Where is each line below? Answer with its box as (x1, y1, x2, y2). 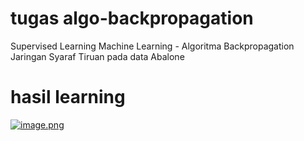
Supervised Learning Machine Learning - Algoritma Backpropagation (10, 40, 295, 52)
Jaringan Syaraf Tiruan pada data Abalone (10, 50, 185, 62)
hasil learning (10, 86, 126, 109)
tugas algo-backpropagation (10, 7, 254, 30)
